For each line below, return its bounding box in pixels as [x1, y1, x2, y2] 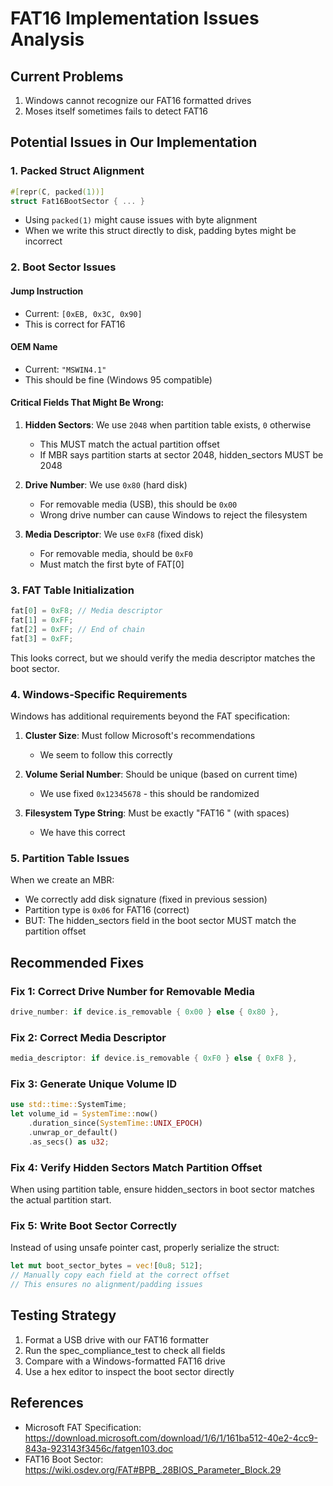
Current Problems [10, 68, 124, 85]
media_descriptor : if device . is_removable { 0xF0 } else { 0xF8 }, [10, 1053, 298, 1064]
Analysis [10, 28, 85, 51]
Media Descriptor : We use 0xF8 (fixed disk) [24, 528, 204, 540]
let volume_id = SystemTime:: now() [10, 1109, 159, 1119]
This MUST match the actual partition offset [39, 438, 220, 450]
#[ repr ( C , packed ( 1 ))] [10, 187, 105, 197]
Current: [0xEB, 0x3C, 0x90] [24, 307, 143, 319]
